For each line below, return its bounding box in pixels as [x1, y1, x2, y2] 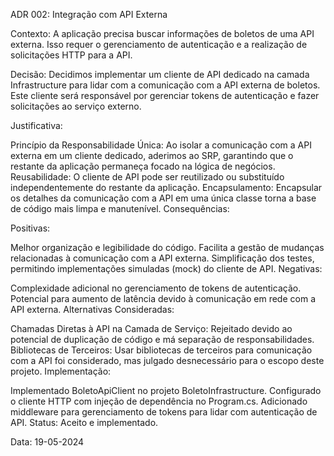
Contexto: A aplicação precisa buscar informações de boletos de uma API [10, 28, 315, 39]
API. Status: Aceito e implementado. [10, 417, 159, 428]
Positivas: [10, 222, 51, 234]
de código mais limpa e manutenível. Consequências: [10, 203, 230, 214]
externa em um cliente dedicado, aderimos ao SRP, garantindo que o [10, 150, 294, 161]
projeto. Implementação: [10, 365, 112, 377]
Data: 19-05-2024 [10, 436, 85, 448]
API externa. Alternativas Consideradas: [10, 304, 175, 315]
